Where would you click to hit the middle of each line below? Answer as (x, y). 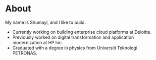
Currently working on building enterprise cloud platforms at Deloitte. (82, 32)
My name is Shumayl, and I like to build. (46, 22)
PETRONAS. (25, 53)
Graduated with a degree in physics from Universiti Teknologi (75, 48)
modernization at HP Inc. (38, 42)
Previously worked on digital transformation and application (73, 37)
